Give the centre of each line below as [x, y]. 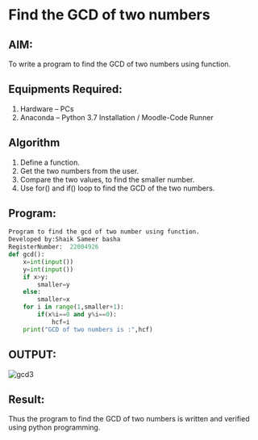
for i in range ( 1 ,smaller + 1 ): [74, 307]
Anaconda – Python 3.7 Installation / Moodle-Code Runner [117, 117]
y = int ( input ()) [48, 269]
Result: [27, 399]
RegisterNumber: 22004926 [54, 247]
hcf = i [60, 322]
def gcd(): [27, 255]
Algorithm [34, 143]
